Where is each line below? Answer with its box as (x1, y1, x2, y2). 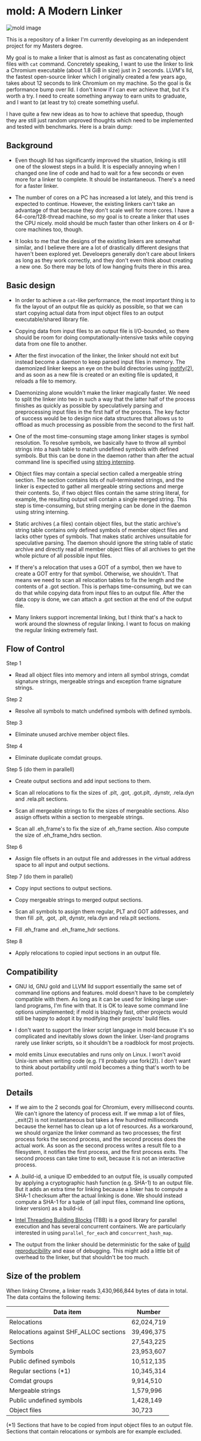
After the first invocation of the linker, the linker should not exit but (14, 352, 179, 359)
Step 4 (6, 742, 23, 750)
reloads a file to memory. (14, 377, 77, 385)
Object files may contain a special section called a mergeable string (14, 469, 182, 477)
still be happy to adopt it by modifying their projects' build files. (14, 1015, 171, 1022)
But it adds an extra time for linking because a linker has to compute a (14, 1186, 188, 1192)
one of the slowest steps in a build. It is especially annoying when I (14, 163, 180, 170)
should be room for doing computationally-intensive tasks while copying (14, 333, 194, 341)
